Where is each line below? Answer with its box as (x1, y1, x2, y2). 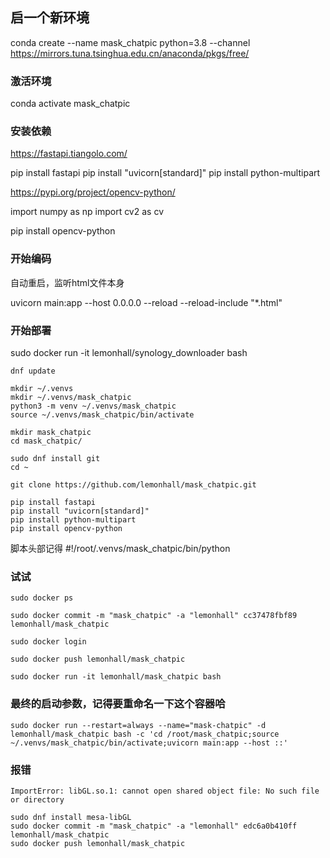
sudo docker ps (10, 593, 74, 603)
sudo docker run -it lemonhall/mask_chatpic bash (10, 672, 222, 682)
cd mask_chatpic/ (10, 436, 83, 446)
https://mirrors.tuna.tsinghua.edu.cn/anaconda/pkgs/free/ (10, 47, 250, 59)
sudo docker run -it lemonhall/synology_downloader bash (10, 347, 248, 358)
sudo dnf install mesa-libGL (10, 812, 132, 822)
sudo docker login (10, 637, 87, 647)
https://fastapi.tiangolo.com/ (10, 148, 128, 160)
